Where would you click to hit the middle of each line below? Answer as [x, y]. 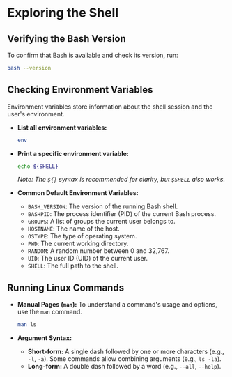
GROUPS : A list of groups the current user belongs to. [101, 222]
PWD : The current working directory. [78, 244]
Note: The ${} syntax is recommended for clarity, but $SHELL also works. [121, 180]
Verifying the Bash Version [67, 39]
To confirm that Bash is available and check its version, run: [93, 55]
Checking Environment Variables [80, 90]
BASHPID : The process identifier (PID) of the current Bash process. [122, 214]
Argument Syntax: [44, 338]
